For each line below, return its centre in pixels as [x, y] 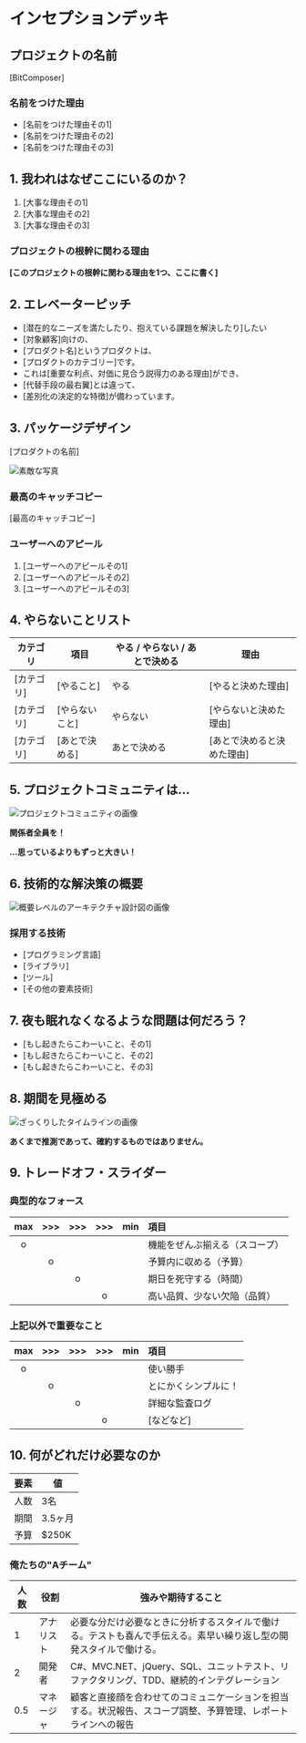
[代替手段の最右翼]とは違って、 [81, 385]
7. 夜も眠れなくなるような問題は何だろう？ [129, 1021]
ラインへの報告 [102, 1725]
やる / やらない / [150, 648]
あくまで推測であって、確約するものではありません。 [109, 1141]
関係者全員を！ [37, 833]
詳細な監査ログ [180, 1403]
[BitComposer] [37, 77]
